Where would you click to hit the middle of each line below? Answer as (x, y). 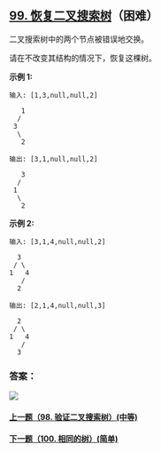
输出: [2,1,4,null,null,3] (57, 305)
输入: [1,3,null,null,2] (54, 95)
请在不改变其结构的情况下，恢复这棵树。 (83, 58)
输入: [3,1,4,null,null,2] (57, 242)
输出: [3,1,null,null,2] (54, 159)
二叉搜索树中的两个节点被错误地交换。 (79, 39)
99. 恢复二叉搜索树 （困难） (84, 16)
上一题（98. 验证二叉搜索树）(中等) (74, 416)
